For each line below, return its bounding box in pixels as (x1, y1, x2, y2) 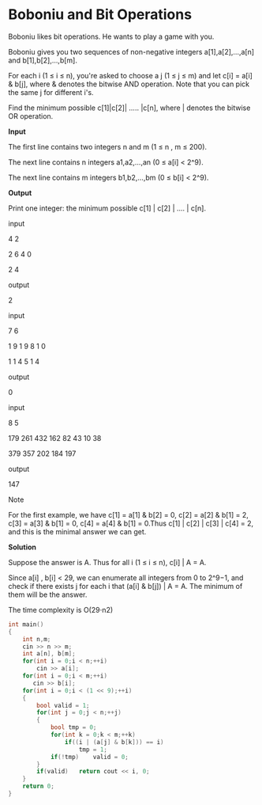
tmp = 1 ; (78, 746, 108, 754)
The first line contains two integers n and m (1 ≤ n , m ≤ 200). (8, 142, 208, 151)
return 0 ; (22, 782, 55, 791)
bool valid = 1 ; (36, 701, 90, 709)
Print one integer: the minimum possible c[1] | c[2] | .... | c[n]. (8, 203, 207, 213)
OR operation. (8, 111, 54, 120)
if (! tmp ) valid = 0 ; (50, 753, 129, 761)
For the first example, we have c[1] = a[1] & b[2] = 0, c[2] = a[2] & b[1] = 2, (8, 510, 249, 519)
